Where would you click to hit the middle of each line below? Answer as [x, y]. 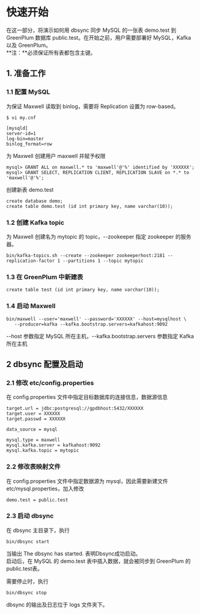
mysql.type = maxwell [33, 440]
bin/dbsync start [28, 541]
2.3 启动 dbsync [30, 516]
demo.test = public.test [37, 500]
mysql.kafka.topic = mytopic [43, 451]
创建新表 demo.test [30, 189]
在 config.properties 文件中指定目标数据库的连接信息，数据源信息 [87, 397]
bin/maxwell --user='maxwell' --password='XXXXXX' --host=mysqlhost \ [96, 319]
